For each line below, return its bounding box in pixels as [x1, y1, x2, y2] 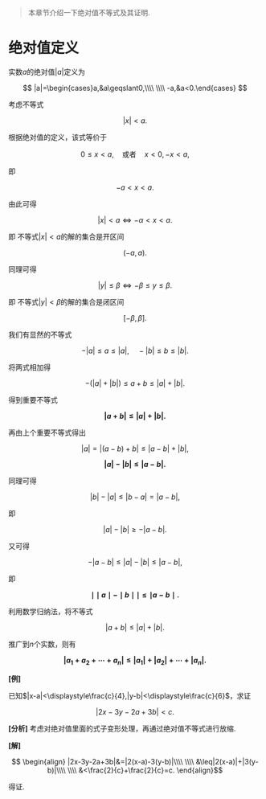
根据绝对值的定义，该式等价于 [8, 132, 107, 141]
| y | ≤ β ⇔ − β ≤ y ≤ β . [97, 281, 173, 290]
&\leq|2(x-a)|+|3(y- [195, 756, 259, 766]
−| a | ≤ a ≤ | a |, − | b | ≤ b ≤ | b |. [81, 346, 189, 355]
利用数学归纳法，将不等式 [8, 606, 93, 616]
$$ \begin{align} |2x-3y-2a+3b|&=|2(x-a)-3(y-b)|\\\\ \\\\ [11, 756, 194, 766]
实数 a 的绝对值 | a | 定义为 [8, 67, 86, 76]
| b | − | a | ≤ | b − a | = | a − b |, [89, 492, 181, 502]
